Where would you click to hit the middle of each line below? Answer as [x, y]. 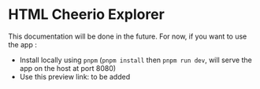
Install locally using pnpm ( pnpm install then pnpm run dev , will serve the [136, 60]
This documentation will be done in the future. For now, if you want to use [128, 36]
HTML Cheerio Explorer [87, 15]
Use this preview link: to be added [75, 76]
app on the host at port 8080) [68, 68]
